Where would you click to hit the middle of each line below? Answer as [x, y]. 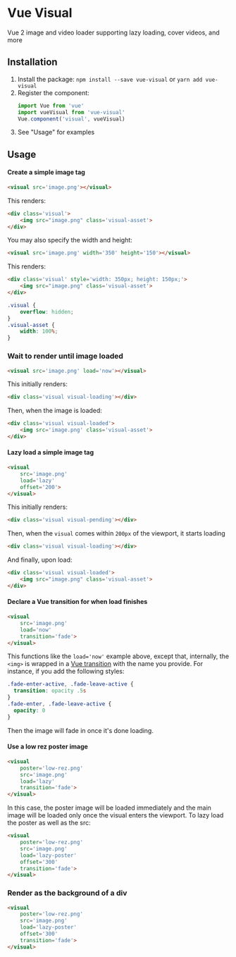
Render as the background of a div [67, 893]
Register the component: [53, 92]
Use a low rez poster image [48, 747]
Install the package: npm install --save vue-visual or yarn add [110, 79]
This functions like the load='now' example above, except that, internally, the [118, 656]
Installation [32, 62]
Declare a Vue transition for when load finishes [77, 602]
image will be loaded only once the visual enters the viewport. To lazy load [116, 815]
